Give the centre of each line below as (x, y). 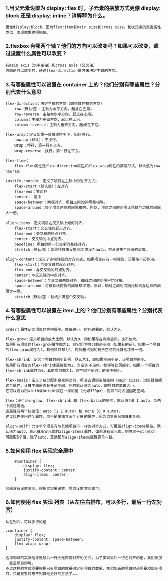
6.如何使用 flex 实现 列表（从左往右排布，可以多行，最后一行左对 (84, 502)
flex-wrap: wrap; (32, 544)
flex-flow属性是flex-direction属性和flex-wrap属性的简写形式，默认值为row (88, 166)
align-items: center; (46, 475)
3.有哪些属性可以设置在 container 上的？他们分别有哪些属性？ (80, 84)
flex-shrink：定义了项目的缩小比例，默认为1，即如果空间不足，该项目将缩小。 (77, 360)
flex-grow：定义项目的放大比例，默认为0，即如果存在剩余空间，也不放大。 (73, 339)
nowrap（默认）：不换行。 (37, 140)
